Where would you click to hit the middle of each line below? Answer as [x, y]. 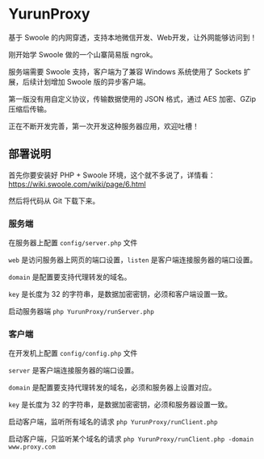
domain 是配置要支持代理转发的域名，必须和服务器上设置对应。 [112, 387]
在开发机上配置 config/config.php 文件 [73, 353]
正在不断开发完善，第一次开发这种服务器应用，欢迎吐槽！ [104, 126]
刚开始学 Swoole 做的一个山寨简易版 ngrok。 [83, 54]
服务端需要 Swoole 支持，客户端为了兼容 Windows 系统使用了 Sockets [125, 71]
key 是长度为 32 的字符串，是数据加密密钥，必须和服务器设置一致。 [120, 405]
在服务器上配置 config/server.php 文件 [73, 243]
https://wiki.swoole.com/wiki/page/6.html [78, 184]
